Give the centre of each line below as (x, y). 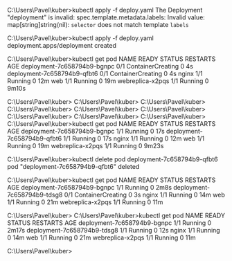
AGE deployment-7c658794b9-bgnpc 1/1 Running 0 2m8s (89, 187)
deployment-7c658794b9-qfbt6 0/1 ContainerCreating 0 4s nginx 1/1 (105, 73)
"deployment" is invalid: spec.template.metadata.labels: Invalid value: (106, 17)
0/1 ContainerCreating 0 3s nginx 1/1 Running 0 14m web (144, 195)
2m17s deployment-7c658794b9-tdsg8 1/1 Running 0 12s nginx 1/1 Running (114, 230)
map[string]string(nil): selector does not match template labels (98, 25)
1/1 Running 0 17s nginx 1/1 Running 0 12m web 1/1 (134, 138)
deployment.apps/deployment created (62, 45)
